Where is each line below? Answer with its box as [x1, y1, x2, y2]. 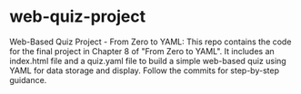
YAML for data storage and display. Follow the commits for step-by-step [9, 65, 280, 76]
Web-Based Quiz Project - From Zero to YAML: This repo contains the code [9, 36, 292, 47]
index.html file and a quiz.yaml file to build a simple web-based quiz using [9, 55, 286, 66]
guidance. [9, 74, 47, 85]
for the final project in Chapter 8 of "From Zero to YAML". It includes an [9, 45, 275, 56]
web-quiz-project [9, 6, 146, 27]
